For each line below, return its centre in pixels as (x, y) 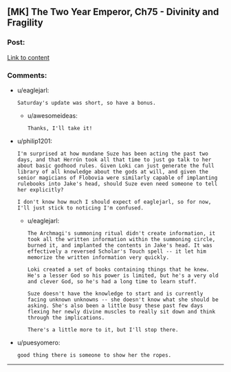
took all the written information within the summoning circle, (121, 239)
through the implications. (66, 318)
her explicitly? (40, 189)
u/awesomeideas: (52, 115)
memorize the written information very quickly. (98, 257)
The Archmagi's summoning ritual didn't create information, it (121, 233)
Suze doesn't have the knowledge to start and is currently (115, 293)
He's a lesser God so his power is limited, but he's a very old (123, 276)
